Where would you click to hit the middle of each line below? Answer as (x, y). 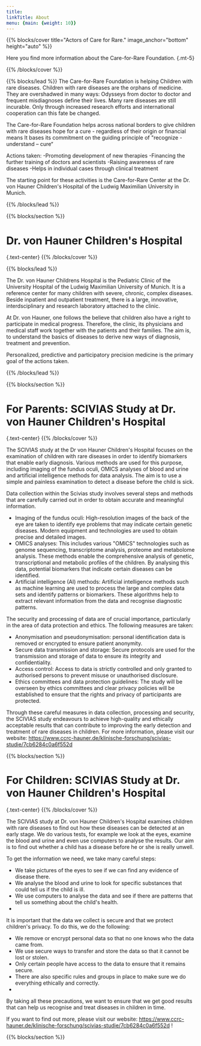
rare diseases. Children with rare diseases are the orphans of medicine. (94, 88)
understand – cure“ (30, 144)
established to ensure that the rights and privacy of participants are (98, 694)
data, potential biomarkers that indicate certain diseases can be (94, 569)
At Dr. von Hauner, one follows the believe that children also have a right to (98, 318)
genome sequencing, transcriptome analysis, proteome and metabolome (105, 550)
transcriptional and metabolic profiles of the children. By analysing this (102, 563)
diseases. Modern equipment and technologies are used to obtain (96, 531)
